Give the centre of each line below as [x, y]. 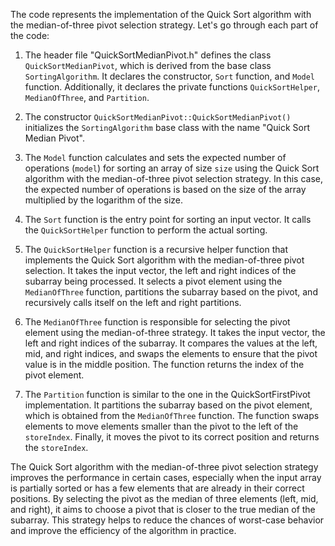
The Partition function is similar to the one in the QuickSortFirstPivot [167, 394]
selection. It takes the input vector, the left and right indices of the [160, 270]
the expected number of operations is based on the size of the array [165, 189]
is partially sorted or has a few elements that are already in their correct [157, 488]
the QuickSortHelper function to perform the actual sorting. [146, 230]
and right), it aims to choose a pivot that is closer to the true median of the [163, 509]
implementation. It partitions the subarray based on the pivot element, [168, 405]
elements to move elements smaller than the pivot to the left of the [161, 426]
